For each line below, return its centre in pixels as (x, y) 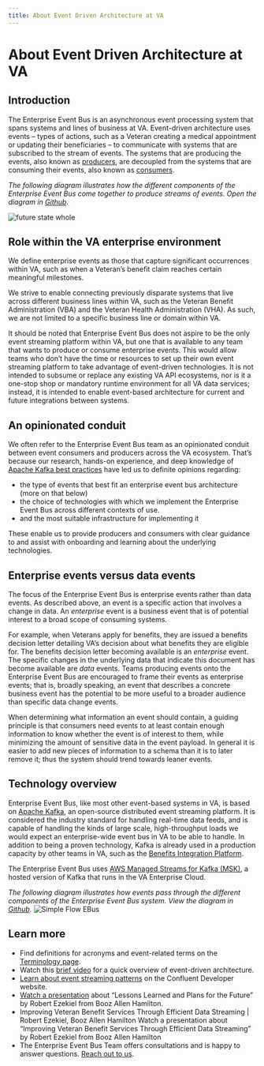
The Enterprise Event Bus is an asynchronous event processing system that (131, 119)
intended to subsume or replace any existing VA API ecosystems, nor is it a (130, 375)
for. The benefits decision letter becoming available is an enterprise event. (128, 651)
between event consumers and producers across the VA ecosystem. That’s (130, 453)
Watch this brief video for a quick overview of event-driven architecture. (137, 970)
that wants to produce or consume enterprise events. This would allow (123, 350)
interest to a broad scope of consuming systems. (88, 620)
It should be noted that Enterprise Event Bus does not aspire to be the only (129, 333)
